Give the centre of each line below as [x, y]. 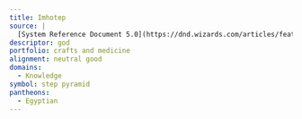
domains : [26, 68]
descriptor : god [40, 42]
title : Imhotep [38, 17]
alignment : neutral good [56, 59]
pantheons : [30, 92]
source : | [28, 26]
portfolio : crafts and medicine [70, 51]
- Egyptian [38, 101]
